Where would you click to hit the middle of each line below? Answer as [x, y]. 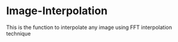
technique [18, 33]
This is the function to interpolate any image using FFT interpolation [89, 27]
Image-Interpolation [57, 11]
